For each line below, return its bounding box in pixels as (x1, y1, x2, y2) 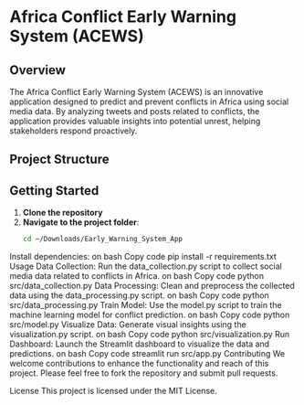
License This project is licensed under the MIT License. (9, 386, 217, 397)
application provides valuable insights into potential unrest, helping (9, 116, 261, 126)
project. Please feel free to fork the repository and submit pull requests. (9, 368, 278, 378)
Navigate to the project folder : (22, 217, 140, 228)
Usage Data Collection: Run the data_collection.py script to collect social (9, 261, 283, 272)
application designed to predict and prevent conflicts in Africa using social (9, 96, 289, 107)
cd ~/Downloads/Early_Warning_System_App (22, 235, 183, 244)
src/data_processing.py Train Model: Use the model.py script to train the (9, 300, 282, 311)
